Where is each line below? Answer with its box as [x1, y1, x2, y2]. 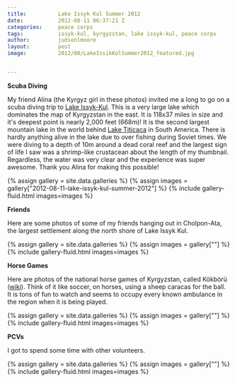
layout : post [7, 43, 71, 50]
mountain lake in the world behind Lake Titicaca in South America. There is [7, 125, 226, 134]
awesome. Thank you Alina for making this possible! [7, 163, 159, 171]
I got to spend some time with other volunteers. [7, 346, 146, 354]
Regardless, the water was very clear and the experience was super [7, 155, 206, 163]
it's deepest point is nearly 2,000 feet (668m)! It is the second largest [7, 117, 210, 126]
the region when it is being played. [7, 297, 108, 306]
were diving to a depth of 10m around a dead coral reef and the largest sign [7, 140, 228, 148]
